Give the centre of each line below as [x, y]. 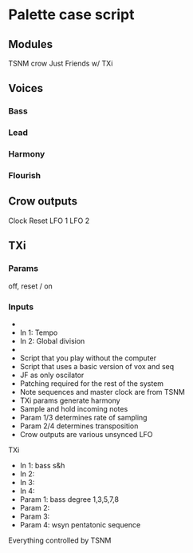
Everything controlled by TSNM [60, 540]
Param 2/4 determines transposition [79, 426]
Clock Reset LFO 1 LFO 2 [49, 221]
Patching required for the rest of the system [92, 383]
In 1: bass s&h [42, 465]
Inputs [21, 307]
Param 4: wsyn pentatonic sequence [80, 524]
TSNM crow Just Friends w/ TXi [61, 63]
